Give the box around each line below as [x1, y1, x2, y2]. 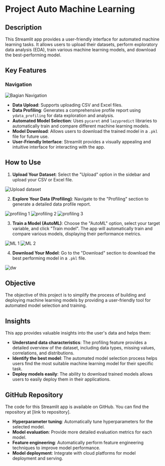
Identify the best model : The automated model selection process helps [12, 355, 158, 361]
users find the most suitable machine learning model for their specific [12, 361, 154, 367]
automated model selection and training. [5, 302, 87, 308]
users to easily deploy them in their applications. [12, 377, 111, 382]
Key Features [5, 66, 47, 75]
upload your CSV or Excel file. [12, 176, 73, 182]
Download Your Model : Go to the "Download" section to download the [12, 250, 156, 255]
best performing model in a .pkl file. [12, 255, 86, 261]
